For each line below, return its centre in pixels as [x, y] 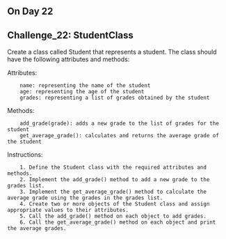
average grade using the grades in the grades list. [85, 198]
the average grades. [37, 229]
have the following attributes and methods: [68, 59]
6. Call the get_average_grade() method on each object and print [118, 222]
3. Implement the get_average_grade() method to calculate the [113, 192]
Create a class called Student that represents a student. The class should [112, 52]
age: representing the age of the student [82, 92]
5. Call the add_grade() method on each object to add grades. [113, 216]
